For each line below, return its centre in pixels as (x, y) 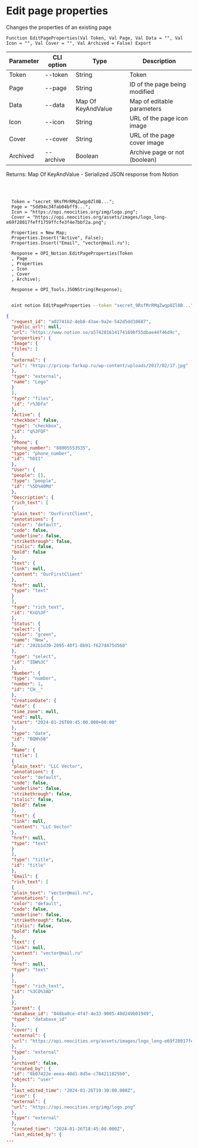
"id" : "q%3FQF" (30, 432)
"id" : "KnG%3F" (30, 613)
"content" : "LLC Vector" (42, 827)
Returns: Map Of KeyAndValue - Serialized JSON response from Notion (92, 174)
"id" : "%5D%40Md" (33, 486)
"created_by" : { (31, 1069)
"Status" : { (26, 624)
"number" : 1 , (27, 684)
